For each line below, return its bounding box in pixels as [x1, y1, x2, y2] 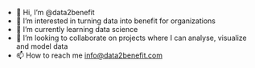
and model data [15, 42, 68, 51]
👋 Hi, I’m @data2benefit [15, 8, 95, 17]
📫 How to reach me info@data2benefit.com [15, 50, 163, 60]
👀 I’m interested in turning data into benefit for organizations [15, 16, 216, 26]
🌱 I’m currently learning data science [15, 25, 138, 34]
